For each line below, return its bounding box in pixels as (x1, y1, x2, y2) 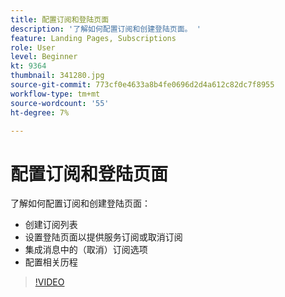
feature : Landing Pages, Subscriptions (10, 33, 177, 43)
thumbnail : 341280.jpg (10, 71, 105, 81)
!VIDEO (34, 276, 65, 288)
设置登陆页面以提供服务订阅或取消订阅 (24, 231, 183, 243)
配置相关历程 (24, 256, 78, 268)
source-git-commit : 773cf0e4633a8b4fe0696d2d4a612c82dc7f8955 (10, 80, 275, 90)
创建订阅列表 (24, 219, 78, 231)
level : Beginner (10, 52, 78, 62)
